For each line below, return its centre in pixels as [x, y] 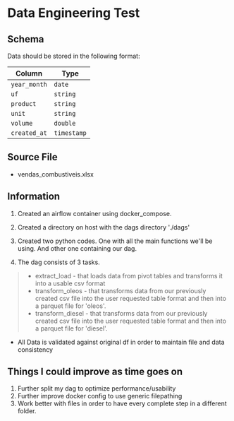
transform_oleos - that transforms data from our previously [121, 290]
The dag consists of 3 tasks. [58, 262]
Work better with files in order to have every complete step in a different [122, 403]
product [24, 104]
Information [34, 197]
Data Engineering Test [74, 13]
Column [29, 73]
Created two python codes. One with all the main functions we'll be [115, 241]
